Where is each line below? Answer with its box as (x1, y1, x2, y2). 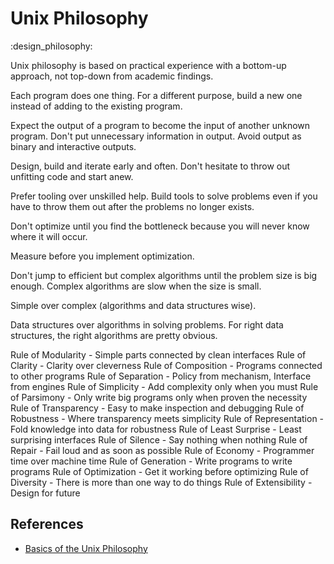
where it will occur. (10, 230, 88, 242)
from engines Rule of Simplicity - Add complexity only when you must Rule (10, 380, 319, 392)
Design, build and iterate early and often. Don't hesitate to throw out (10, 160, 291, 172)
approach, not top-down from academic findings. (10, 70, 214, 82)
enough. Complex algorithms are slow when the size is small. (10, 280, 262, 292)
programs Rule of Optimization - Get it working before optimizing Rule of (10, 465, 309, 477)
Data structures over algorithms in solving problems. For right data (10, 318, 284, 331)
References (10, 516, 84, 533)
